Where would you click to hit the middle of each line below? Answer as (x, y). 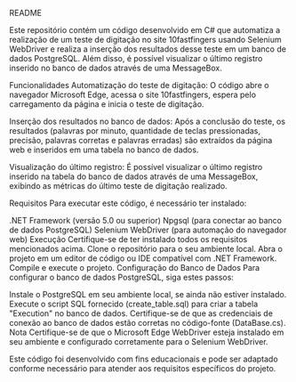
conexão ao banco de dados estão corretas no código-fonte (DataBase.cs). (148, 323)
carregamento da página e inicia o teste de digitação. (107, 104)
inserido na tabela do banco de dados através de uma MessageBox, (134, 176)
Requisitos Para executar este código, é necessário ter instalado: (128, 203)
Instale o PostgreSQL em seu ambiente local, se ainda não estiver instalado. (148, 294)
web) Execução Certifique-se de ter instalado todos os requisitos (128, 239)
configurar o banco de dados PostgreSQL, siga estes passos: (121, 277)
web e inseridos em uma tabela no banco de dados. (104, 150)
